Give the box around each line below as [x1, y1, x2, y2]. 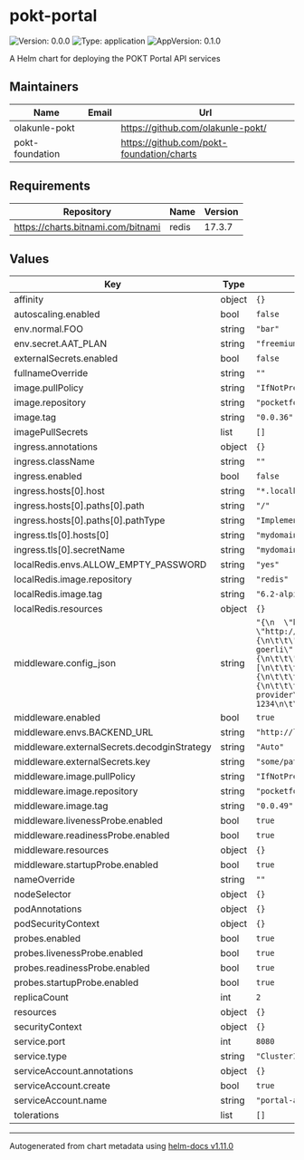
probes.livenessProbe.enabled [14, 947, 143, 960]
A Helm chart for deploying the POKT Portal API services [9, 53, 221, 63]
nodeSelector [14, 888, 71, 901]
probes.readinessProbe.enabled [14, 962, 151, 974]
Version [204, 205, 239, 217]
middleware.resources [14, 844, 109, 856]
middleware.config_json [14, 657, 116, 670]
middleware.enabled [14, 711, 101, 724]
